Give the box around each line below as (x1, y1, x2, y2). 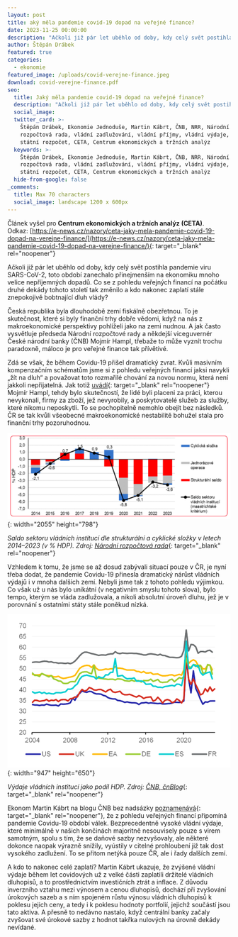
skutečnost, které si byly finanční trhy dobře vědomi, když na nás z (7, 314, 203, 323)
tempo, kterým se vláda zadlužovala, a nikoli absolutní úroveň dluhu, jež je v (7, 592, 229, 601)
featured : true (7, 49, 52, 56)
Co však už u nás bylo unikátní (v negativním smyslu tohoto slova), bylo (7, 585, 216, 594)
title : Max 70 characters (13, 191, 91, 198)
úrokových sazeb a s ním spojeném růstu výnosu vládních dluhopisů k (7, 892, 212, 901)
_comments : (7, 184, 40, 191)
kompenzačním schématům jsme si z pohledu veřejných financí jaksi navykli (7, 365, 229, 374)
